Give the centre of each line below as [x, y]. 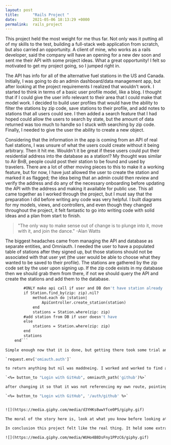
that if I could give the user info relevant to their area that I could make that [83, 97]
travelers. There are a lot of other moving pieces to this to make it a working [85, 167]
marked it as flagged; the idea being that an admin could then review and [82, 178]
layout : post [19, 10]
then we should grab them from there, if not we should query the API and [82, 274]
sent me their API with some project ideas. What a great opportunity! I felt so [85, 60]
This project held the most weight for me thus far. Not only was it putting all [84, 39]
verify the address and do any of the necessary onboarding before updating [85, 183]
